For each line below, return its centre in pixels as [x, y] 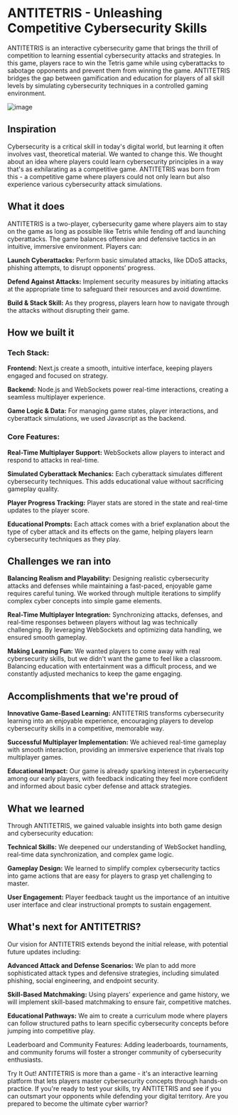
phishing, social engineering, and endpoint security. [83, 980]
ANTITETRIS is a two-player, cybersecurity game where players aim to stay [117, 223]
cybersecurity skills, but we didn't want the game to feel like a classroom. [115, 659]
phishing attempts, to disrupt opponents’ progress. [82, 267]
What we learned [46, 808]
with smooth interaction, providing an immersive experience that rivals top [116, 750]
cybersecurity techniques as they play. [64, 539]
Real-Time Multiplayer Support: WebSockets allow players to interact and [116, 452]
